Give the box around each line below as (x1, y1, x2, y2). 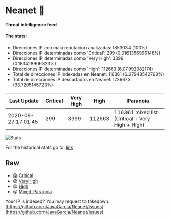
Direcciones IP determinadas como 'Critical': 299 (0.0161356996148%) (12, 50, 161, 56)
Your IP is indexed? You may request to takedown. (5, 198, 110, 204)
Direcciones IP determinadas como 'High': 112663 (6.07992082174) (12, 66, 153, 72)
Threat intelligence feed (5, 21, 57, 27)
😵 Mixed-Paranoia (12, 188, 52, 194)
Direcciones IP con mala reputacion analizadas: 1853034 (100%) (12, 44, 148, 50)
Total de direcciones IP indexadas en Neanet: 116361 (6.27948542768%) (12, 71, 164, 77)
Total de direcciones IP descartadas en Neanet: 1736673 (12, 76, 131, 82)
